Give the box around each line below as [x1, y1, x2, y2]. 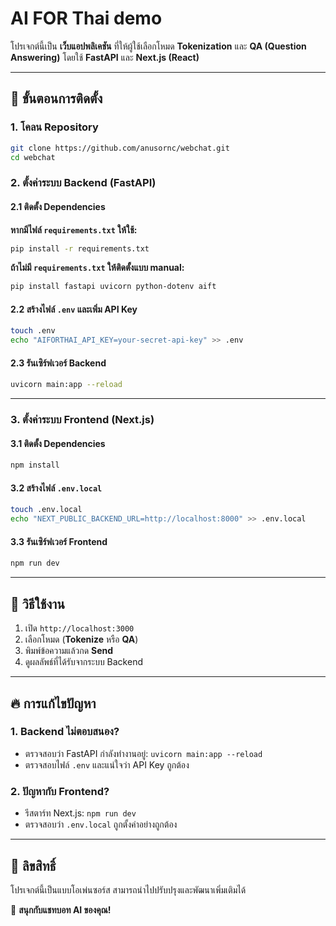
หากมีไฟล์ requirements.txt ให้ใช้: [10, 223, 138, 236]
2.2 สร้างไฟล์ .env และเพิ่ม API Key [10, 303, 138, 315]
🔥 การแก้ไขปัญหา [10, 695, 97, 712]
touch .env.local [10, 505, 83, 515]
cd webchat [10, 152, 56, 162]
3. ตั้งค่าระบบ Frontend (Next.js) [10, 413, 155, 427]
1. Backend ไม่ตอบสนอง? [10, 725, 120, 739]
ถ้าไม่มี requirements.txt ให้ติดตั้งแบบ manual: [10, 262, 185, 274]
